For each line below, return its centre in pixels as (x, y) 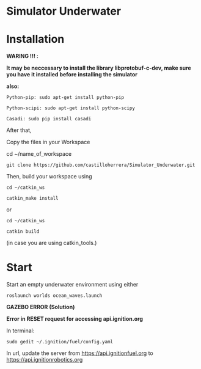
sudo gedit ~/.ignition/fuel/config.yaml (60, 342)
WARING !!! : (22, 56)
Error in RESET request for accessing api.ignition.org (75, 319)
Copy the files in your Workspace (48, 142)
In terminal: (20, 331)
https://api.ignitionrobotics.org (45, 360)
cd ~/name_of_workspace (39, 154)
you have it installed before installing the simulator (72, 75)
